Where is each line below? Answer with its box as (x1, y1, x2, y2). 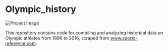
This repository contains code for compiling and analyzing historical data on (5, 29, 163, 35)
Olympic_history (5, 3, 77, 15)
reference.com (5, 40, 36, 46)
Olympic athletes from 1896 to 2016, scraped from (5, 35, 109, 41)
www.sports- (110, 35, 138, 41)
